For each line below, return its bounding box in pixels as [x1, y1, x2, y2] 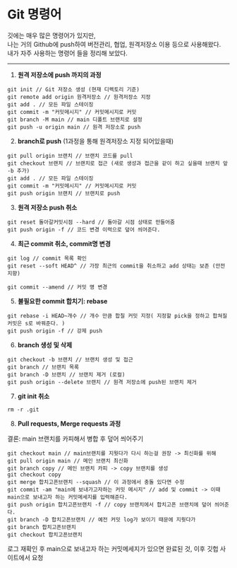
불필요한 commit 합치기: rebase [17, 296, 108, 305]
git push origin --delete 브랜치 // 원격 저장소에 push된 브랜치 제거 [7, 378, 197, 386]
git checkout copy [7, 471, 61, 478]
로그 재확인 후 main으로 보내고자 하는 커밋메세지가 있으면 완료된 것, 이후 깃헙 [7, 544, 219, 552]
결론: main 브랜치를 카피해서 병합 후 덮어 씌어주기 [7, 434, 144, 443]
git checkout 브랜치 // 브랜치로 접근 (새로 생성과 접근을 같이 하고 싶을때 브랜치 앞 [7, 160, 228, 167]
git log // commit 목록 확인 [7, 255, 87, 262]
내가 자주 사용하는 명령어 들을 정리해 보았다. [7, 49, 128, 57]
